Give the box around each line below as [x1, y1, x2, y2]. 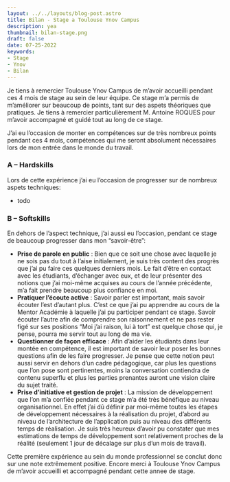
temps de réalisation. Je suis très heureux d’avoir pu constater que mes [16, 424, 220, 433]
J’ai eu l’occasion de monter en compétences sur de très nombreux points [7, 128, 217, 137]
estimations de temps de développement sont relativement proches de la [16, 432, 224, 440]
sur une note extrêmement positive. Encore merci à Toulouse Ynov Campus [7, 460, 221, 468]
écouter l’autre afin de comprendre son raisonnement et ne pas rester [16, 315, 214, 324]
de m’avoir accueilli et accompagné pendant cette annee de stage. [7, 467, 196, 475]
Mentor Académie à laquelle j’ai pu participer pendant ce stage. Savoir [16, 308, 216, 316]
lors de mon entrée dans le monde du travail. [7, 143, 134, 152]
